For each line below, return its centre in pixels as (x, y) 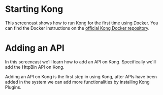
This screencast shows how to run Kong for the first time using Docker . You (82, 23)
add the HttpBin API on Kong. (35, 67)
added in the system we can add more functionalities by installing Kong (78, 82)
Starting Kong (34, 9)
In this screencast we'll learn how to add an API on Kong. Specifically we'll (81, 62)
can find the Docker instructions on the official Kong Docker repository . (77, 28)
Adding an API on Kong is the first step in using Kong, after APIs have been (81, 76)
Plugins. (13, 87)
